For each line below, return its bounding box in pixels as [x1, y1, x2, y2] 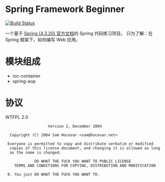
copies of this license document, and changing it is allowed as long [10, 145, 160, 150]
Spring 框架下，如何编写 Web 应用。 [5, 36, 80, 42]
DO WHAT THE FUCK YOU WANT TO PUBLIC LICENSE [34, 158, 131, 163]
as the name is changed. [10, 150, 62, 155]
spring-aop [12, 78, 36, 84]
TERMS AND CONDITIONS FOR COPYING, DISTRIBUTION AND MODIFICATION [14, 163, 156, 168]
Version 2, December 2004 [48, 123, 102, 128]
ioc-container [12, 72, 41, 78]
